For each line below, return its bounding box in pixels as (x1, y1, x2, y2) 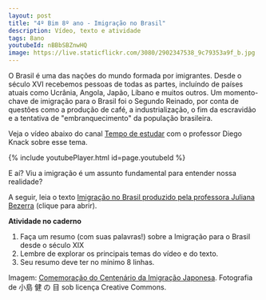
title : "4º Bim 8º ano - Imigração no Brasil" (8, 19, 166, 27)
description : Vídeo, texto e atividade (8, 26, 141, 34)
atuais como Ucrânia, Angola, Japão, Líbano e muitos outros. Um (8, 88, 222, 97)
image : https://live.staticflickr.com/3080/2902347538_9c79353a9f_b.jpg (8, 49, 256, 57)
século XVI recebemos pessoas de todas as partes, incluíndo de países (8, 79, 244, 89)
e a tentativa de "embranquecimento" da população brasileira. (8, 114, 213, 122)
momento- (223, 88, 259, 97)
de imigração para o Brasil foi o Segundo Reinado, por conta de (30, 97, 240, 106)
